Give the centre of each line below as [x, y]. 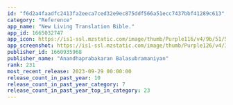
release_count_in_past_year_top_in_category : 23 [79, 90]
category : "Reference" [40, 20]
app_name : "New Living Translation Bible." [71, 26]
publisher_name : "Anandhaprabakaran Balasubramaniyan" [88, 59]
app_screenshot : [31, 46]
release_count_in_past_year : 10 [54, 78]
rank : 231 [21, 65]
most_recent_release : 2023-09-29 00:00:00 [69, 71]
